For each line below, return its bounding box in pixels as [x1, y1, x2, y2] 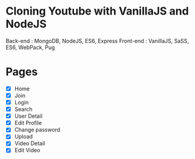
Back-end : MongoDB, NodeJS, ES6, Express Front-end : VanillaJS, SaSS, [5, 37, 189, 44]
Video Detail [14, 140, 45, 147]
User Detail [14, 112, 43, 120]
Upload [14, 133, 33, 140]
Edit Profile [14, 120, 42, 127]
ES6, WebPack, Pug [5, 44, 55, 51]
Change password [14, 126, 61, 134]
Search [14, 106, 33, 113]
